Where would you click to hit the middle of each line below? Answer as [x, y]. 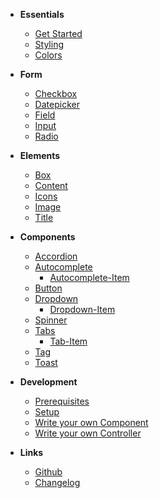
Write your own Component [91, 422]
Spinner [51, 320]
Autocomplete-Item [89, 277]
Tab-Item [68, 341]
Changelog [57, 482]
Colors [48, 55]
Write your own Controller [88, 433]
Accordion [56, 256]
